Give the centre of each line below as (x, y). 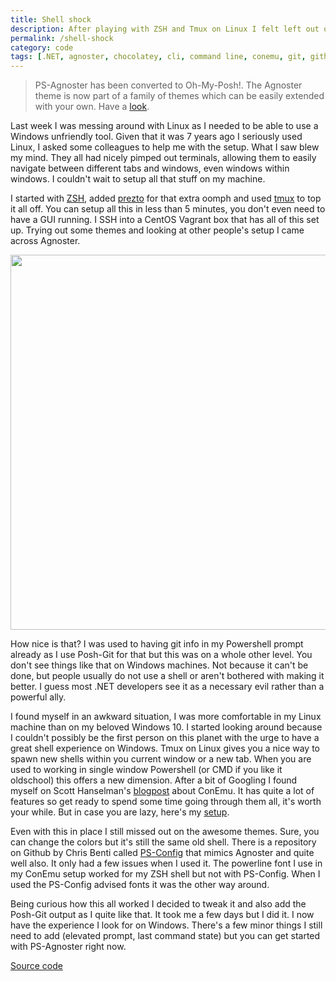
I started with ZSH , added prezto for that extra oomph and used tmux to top (166, 198)
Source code (36, 966)
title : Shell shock (51, 19)
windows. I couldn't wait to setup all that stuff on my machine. (138, 179)
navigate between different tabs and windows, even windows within (150, 168)
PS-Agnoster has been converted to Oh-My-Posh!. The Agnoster (168, 85)
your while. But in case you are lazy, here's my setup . (120, 812)
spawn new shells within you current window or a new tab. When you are (161, 759)
